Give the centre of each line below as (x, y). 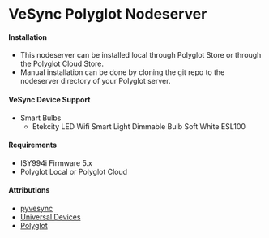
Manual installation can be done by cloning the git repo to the (122, 72)
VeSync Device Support (49, 99)
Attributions (29, 190)
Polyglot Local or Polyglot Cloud (74, 171)
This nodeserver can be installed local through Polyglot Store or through (141, 55)
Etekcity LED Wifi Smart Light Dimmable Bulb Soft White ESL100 (139, 126)
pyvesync (36, 208)
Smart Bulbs (41, 118)
